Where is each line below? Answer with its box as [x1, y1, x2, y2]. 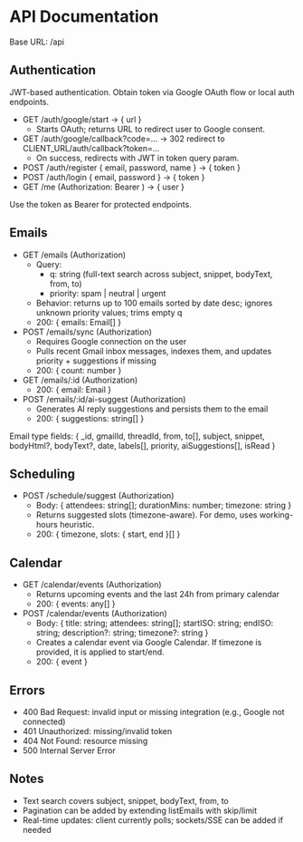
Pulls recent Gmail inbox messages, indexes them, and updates [35, 345, 272, 356]
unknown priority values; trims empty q [35, 306, 183, 318]
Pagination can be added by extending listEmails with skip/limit [22, 805, 258, 816]
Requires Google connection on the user [35, 335, 187, 346]
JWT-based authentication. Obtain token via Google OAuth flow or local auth [9, 86, 295, 97]
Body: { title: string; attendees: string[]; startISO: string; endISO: [35, 618, 274, 629]
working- [259, 509, 294, 520]
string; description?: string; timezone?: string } [35, 627, 209, 638]
